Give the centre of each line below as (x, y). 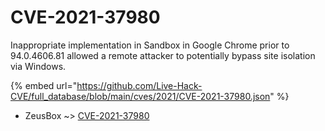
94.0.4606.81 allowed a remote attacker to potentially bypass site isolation (163, 55)
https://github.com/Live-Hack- (139, 85)
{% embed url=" (44, 85)
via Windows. (38, 66)
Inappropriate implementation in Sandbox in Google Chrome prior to (150, 45)
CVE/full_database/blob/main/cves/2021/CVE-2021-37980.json (140, 96)
